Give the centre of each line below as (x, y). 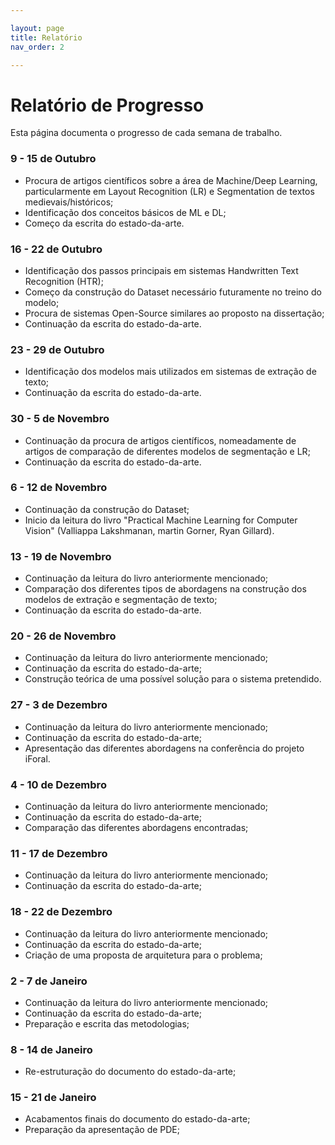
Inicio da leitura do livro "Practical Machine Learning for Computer (161, 520)
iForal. (37, 758)
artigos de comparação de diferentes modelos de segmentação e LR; (167, 451)
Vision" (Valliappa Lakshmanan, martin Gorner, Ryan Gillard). (149, 530)
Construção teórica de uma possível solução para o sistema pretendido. (173, 679)
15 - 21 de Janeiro (53, 1098)
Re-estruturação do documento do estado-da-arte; (130, 1072)
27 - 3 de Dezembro (59, 705)
